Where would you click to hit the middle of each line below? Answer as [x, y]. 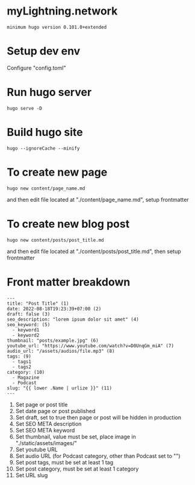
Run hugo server [49, 92]
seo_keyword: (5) [29, 324]
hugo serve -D [25, 108]
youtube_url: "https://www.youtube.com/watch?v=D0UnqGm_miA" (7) [90, 345]
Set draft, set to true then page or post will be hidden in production [98, 417]
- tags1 [22, 361]
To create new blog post [68, 224]
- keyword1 [26, 330]
